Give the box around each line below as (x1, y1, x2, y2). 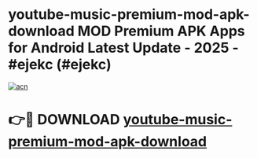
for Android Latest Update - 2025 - (8, 39, 240, 57)
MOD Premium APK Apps (77, 22, 245, 40)
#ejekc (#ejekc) (8, 56, 112, 74)
